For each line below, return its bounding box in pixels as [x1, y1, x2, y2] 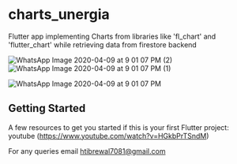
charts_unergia [8, 6, 110, 24]
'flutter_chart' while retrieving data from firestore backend [8, 39, 197, 49]
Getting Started [8, 102, 86, 115]
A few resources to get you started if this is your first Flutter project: [8, 122, 229, 132]
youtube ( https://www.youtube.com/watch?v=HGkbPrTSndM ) [8, 131, 209, 140]
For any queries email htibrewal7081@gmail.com [8, 146, 166, 155]
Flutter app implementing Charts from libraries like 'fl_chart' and [8, 32, 216, 41]
